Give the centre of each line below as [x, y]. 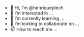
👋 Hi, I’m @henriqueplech [37, 8]
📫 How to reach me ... [34, 29]
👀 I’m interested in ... [32, 13]
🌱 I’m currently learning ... [37, 18]
